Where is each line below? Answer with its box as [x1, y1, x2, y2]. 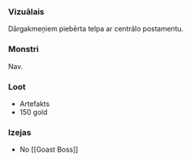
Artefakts [19, 99, 50, 108]
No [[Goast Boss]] [19, 145, 79, 155]
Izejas [8, 126, 31, 137]
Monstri [8, 44, 39, 55]
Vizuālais [8, 6, 45, 17]
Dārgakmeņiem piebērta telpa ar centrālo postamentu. [8, 24, 184, 34]
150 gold [19, 107, 48, 116]
